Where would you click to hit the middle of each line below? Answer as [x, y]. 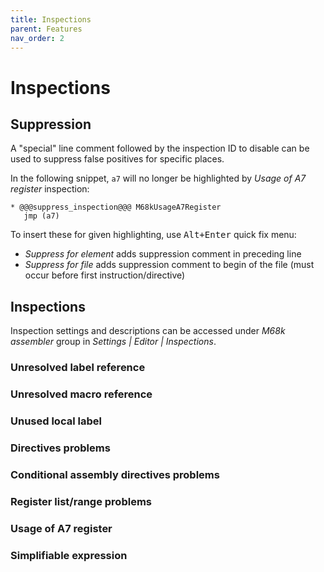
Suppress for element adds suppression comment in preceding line [163, 254]
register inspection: [50, 189]
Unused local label [56, 421]
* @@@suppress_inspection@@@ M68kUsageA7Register [116, 207]
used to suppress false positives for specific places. [117, 159]
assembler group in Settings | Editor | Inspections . [113, 342]
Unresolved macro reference [81, 394]
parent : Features [46, 29]
